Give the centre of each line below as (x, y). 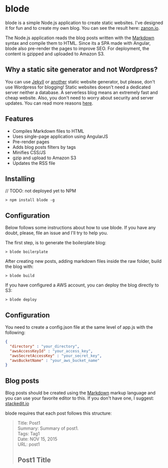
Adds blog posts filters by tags (44, 147)
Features (19, 119)
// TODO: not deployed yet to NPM (41, 191)
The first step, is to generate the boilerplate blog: (56, 243)
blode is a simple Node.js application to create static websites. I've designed (84, 23)
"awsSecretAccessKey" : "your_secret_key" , (56, 356)
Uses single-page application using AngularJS (60, 136)
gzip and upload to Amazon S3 (44, 158)
